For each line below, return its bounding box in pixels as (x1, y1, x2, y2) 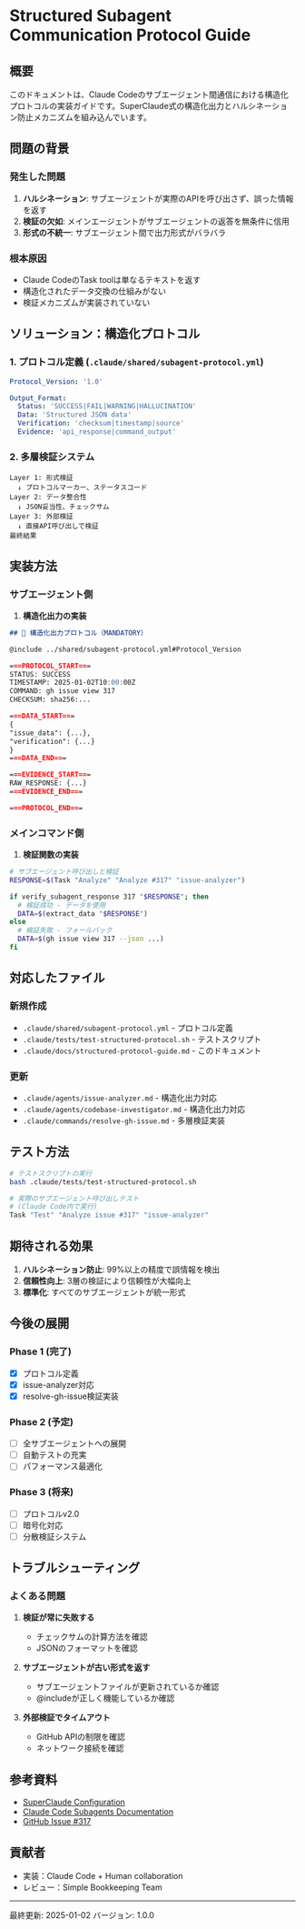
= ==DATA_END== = (9, 754, 67, 763)
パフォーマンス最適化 (22, 1461, 103, 1472)
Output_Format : (9, 393, 67, 403)
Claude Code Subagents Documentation (22, 1806, 174, 1817)
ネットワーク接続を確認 (35, 1743, 124, 1753)
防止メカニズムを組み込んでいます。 (16, 112, 152, 123)
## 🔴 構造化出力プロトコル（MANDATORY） (9, 628, 148, 638)
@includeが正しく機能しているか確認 (35, 1693, 175, 1703)
